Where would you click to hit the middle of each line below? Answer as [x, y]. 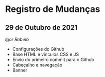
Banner [20, 70]
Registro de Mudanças [53, 9]
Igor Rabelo [17, 39]
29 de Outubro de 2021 [42, 28]
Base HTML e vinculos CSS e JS [46, 54]
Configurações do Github [38, 49]
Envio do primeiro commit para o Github [53, 60]
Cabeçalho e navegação [37, 65]
